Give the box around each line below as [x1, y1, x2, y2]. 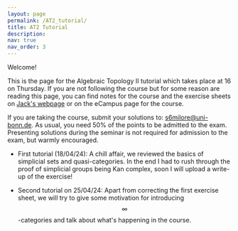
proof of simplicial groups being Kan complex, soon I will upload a [17, 165, 211, 173]
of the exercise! [27, 172, 73, 181]
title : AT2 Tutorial [7, 23, 69, 31]
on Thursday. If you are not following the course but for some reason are [7, 85, 220, 92]
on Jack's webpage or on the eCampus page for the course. [7, 100, 184, 107]
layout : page [7, 10, 46, 18]
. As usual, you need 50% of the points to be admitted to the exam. [31, 121, 227, 129]
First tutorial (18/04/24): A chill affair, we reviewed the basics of [17, 150, 204, 158]
